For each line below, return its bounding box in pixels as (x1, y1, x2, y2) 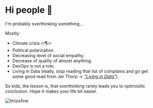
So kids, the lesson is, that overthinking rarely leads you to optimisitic (5, 83, 146, 89)
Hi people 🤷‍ (5, 4, 53, 16)
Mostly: (5, 30, 21, 36)
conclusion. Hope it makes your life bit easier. (5, 88, 97, 94)
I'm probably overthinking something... (5, 21, 84, 27)
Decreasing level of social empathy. (12, 52, 85, 58)
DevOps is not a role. (12, 63, 55, 69)
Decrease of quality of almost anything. (12, 58, 92, 64)
